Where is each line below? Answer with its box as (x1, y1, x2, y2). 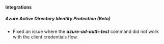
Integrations (5, 4, 32, 10)
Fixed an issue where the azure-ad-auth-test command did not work (12, 28, 159, 34)
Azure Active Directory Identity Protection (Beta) (5, 16, 111, 22)
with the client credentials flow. (12, 33, 78, 40)
